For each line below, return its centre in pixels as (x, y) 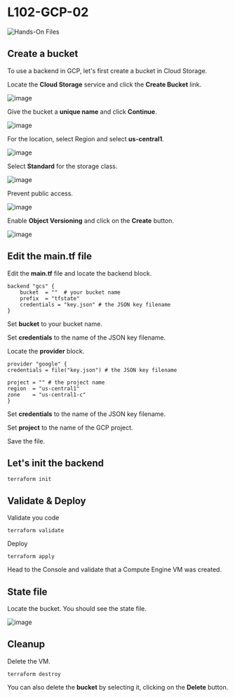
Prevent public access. (40, 193)
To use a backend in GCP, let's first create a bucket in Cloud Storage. (107, 70)
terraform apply (31, 557)
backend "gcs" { (31, 286)
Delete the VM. (29, 661)
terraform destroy (34, 674)
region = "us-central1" (43, 388)
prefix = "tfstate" (50, 298)
